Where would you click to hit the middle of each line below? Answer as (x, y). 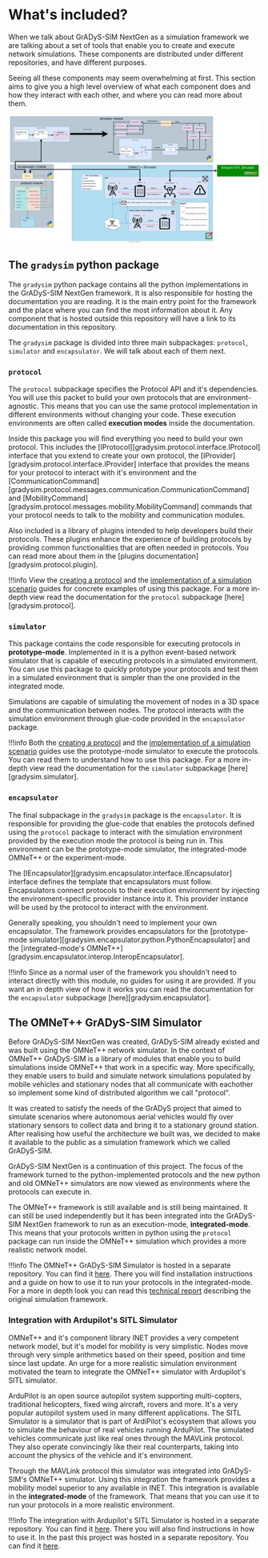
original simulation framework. (58, 1300)
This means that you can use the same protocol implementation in (149, 406)
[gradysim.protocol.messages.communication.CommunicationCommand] (129, 489)
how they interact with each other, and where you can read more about (125, 94)
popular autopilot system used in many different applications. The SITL (125, 1412)
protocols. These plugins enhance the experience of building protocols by (130, 539)
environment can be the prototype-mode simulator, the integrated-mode (128, 849)
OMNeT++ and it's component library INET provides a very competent (124, 1337)
